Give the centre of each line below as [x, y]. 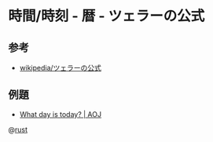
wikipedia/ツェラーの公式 [61, 68]
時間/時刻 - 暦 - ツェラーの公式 [106, 16]
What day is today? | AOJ [61, 114]
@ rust [18, 129]
